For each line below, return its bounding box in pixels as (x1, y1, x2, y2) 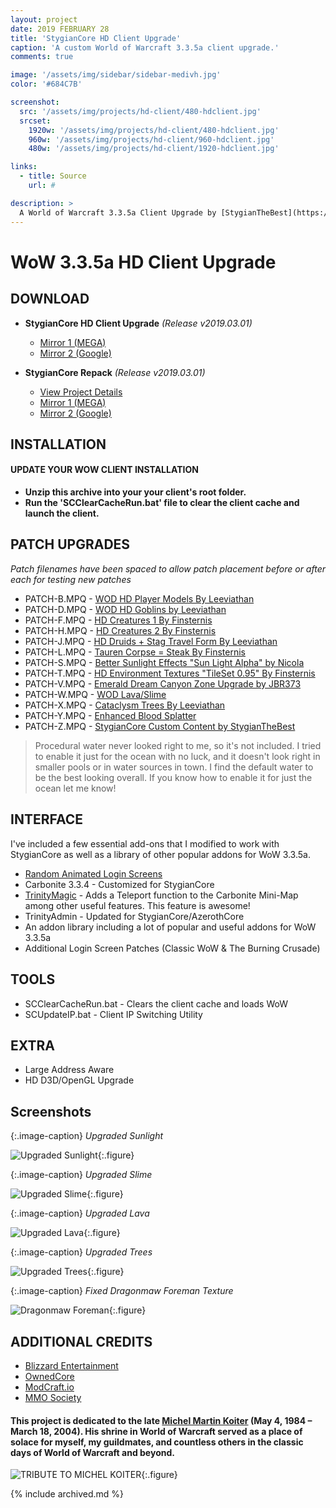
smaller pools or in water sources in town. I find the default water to (34, 761, 314, 773)
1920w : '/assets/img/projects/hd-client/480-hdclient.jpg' (28, 125, 280, 135)
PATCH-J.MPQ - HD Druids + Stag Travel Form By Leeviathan (24, 635, 278, 647)
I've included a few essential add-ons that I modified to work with (10, 837, 280, 850)
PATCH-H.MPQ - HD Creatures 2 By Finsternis (24, 624, 217, 636)
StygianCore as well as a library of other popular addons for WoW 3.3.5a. (10, 848, 311, 860)
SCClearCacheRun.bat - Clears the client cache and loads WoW (24, 997, 288, 1010)
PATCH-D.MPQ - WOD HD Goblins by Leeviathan (24, 603, 227, 615)
